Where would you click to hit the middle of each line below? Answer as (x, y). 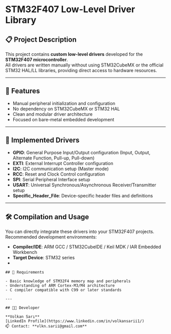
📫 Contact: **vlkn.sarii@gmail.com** (46, 326)
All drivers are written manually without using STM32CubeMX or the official (84, 65)
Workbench (25, 252)
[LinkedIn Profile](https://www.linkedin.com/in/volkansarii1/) (75, 321)
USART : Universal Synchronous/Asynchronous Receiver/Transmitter (84, 185)
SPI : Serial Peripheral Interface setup (51, 179)
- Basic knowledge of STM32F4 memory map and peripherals (68, 281)
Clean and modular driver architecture (52, 114)
